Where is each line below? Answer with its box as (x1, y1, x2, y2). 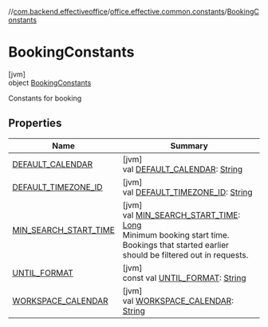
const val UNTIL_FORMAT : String (122, 272, 246, 283)
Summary (170, 140, 209, 151)
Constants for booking (8, 93, 82, 103)
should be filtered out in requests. (122, 249, 249, 260)
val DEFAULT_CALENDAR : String (122, 163, 243, 175)
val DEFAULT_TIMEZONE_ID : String (122, 187, 253, 198)
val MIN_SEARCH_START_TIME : (122, 209, 241, 220)
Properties (8, 116, 62, 130)
